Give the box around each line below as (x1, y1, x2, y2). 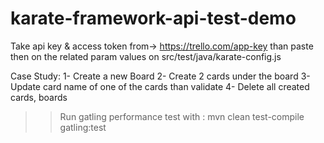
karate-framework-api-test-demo (10, 7, 297, 30)
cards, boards (10, 91, 68, 103)
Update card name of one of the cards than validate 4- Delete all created (10, 80, 310, 92)
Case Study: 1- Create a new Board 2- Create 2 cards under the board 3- (10, 70, 311, 82)
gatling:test (59, 121, 107, 133)
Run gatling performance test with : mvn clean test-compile (59, 110, 305, 122)
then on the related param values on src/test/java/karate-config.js (10, 50, 282, 62)
